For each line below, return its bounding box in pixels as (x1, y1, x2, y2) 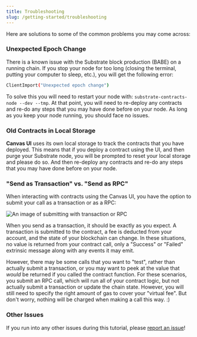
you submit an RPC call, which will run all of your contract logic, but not (6, 277, 180, 285)
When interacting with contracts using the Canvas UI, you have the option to (6, 193, 192, 200)
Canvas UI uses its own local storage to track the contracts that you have (6, 140, 185, 147)
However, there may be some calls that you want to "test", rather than (6, 259, 175, 266)
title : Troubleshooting (6, 8, 65, 15)
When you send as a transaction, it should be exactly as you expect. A (6, 222, 177, 229)
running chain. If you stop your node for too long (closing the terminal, (6, 64, 177, 71)
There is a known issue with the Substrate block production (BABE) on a (6, 58, 181, 65)
